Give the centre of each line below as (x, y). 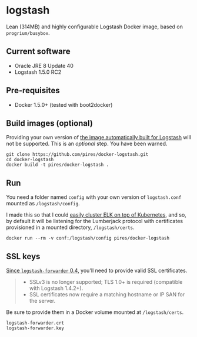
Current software (38, 52)
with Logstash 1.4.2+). (56, 288)
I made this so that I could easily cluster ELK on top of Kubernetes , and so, (96, 215)
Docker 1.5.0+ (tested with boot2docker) (64, 104)
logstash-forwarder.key (35, 328)
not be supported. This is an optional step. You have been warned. (87, 144)
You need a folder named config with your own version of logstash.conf (94, 197)
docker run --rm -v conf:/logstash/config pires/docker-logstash (88, 238)
